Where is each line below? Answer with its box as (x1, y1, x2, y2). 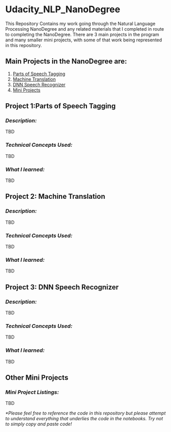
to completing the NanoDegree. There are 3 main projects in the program (5, 31, 160, 37)
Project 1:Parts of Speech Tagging (5, 102, 116, 110)
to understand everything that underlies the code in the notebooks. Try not (5, 416, 163, 422)
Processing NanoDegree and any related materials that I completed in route (5, 26, 164, 32)
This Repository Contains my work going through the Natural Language (5, 20, 156, 27)
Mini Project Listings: (5, 389, 59, 396)
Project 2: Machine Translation (5, 192, 105, 201)
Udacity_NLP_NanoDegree (5, 4, 120, 15)
